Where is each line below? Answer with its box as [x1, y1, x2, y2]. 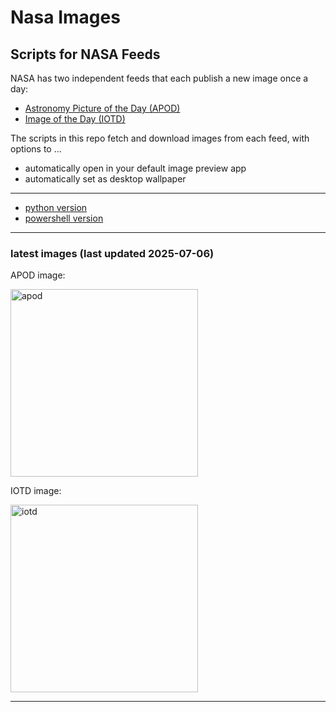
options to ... [10, 143, 62, 155]
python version [24, 202, 88, 213]
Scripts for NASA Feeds [10, 46, 161, 63]
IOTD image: [10, 485, 62, 497]
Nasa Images [10, 6, 121, 29]
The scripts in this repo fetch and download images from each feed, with [10, 132, 310, 144]
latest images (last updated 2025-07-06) [10, 246, 215, 260]
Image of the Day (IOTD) [24, 113, 126, 125]
